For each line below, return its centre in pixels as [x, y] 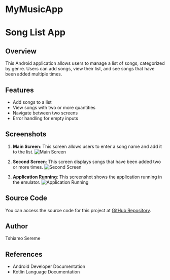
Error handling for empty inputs [45, 118]
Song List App [36, 33]
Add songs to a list [32, 102]
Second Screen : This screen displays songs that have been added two [87, 162]
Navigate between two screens [45, 113]
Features [20, 90]
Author [16, 226]
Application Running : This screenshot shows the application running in [87, 177]
